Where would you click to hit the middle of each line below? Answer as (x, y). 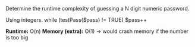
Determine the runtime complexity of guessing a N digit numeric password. (97, 9)
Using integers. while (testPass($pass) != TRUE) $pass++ (76, 20)
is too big (17, 37)
